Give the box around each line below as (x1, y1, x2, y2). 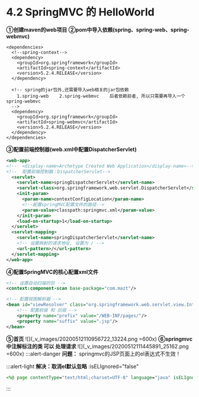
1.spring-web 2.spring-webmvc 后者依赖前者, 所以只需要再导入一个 (17, 93, 185, 99)
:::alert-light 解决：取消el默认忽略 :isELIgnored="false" (6, 363, 139, 370)
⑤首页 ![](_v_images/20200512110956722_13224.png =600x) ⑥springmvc (6, 335, 192, 342)
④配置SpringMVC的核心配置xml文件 (6, 268, 99, 276)
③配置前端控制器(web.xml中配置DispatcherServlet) (6, 146, 137, 153)
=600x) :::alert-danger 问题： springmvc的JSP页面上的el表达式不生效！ (6, 350, 181, 357)
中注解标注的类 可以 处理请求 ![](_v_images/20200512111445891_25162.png (6, 342, 189, 350)
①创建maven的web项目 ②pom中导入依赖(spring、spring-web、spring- (6, 26, 190, 33)
